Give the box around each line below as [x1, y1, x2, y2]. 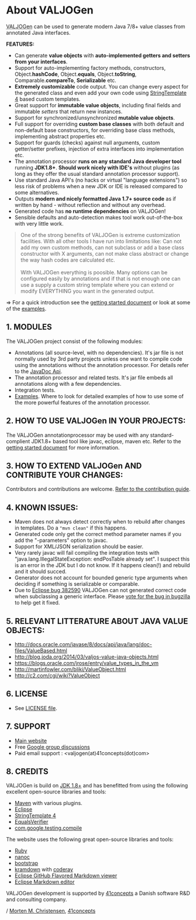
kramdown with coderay [14, 866, 73, 873]
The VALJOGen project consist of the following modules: [6, 338, 143, 345]
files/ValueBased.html [14, 647, 67, 654]
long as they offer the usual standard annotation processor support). [14, 170, 180, 177]
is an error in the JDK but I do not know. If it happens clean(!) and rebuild [14, 562, 190, 569]
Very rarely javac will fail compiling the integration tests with [14, 549, 160, 556]
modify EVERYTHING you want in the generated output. [20, 287, 155, 294]
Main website [14, 737, 47, 744]
